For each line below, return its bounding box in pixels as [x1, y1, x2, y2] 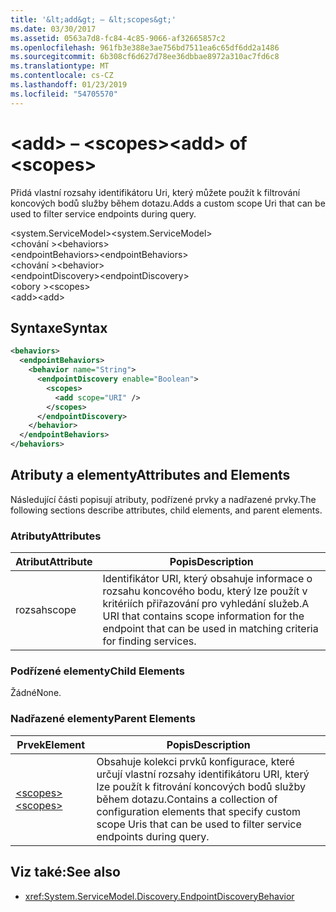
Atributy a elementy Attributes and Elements [10, 467, 291, 484]
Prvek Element [16, 737, 86, 751]
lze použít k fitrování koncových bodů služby [96, 779, 306, 793]
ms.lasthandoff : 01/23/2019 [10, 80, 128, 90]
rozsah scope [15, 603, 77, 617]
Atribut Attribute [15, 555, 93, 569]
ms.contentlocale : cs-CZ [10, 71, 114, 81]
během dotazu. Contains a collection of [96, 792, 278, 806]
